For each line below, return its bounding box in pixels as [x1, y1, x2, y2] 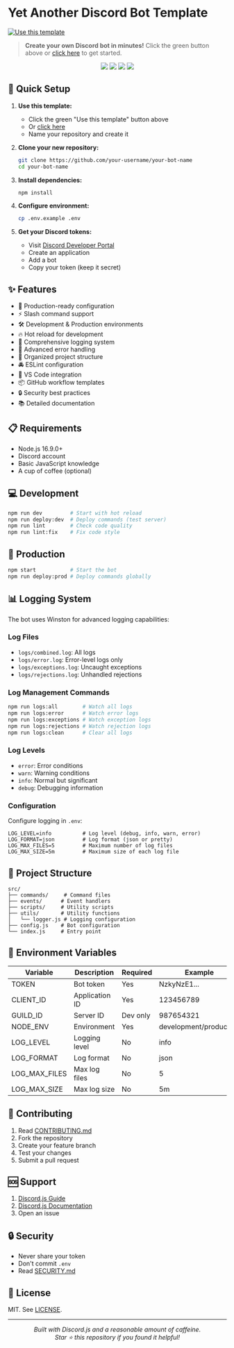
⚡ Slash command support [17, 310, 94, 318]
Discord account [17, 451, 66, 460]
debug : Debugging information [17, 783, 103, 792]
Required [122, 967, 153, 977]
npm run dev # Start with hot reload [8, 509, 142, 517]
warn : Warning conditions [17, 769, 90, 777]
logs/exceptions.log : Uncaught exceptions [17, 663, 142, 671]
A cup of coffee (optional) [17, 467, 92, 475]
